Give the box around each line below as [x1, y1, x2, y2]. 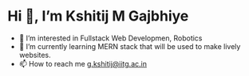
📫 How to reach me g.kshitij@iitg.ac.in [18, 59, 147, 68]
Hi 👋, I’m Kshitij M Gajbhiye [7, 7, 189, 25]
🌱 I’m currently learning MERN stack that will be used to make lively [18, 41, 241, 51]
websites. [18, 50, 51, 59]
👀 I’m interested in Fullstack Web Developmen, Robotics [18, 33, 203, 43]
